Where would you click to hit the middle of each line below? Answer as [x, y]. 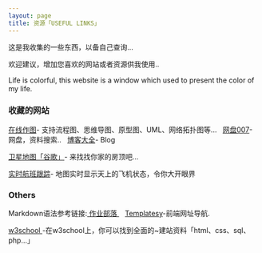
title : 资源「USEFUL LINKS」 [54, 23]
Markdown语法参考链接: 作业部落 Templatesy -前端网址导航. [109, 214]
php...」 [21, 240]
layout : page [30, 16]
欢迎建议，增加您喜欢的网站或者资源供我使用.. [84, 64]
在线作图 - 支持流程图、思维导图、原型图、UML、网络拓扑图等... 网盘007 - [131, 130]
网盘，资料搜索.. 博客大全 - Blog [62, 139]
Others [22, 195]
